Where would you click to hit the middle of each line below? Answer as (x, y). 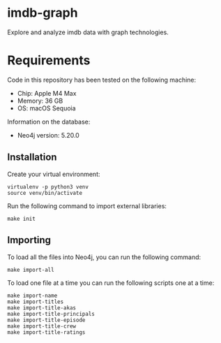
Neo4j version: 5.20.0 (48, 135)
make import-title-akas (42, 308)
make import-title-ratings (46, 332)
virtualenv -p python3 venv (48, 187)
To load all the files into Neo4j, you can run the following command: (104, 257)
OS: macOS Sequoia (46, 108)
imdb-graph (43, 13)
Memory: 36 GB (40, 101)
